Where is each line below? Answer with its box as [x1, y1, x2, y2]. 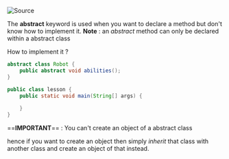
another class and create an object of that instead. [7, 145, 149, 152]
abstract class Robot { [7, 61, 75, 68]
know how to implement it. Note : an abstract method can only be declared [7, 27, 219, 35]
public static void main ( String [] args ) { [19, 93, 143, 99]
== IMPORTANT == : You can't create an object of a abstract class [7, 124, 193, 132]
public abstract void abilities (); [19, 67, 121, 74]
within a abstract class [7, 34, 71, 42]
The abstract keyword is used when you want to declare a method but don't [7, 20, 223, 27]
